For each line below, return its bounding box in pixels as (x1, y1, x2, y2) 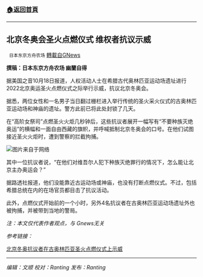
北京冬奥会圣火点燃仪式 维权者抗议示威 (6, 34, 151, 45)
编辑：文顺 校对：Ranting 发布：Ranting (6, 264, 106, 271)
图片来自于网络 (12, 146, 50, 153)
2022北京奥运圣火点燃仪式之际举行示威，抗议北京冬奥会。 (6, 84, 152, 92)
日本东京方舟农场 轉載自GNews (8, 51, 80, 59)
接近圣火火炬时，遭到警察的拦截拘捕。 (6, 133, 101, 140)
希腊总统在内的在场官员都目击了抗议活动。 (6, 186, 112, 194)
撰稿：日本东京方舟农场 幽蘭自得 (6, 65, 88, 72)
